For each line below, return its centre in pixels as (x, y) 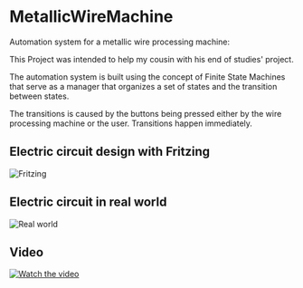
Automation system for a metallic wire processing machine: (120, 42)
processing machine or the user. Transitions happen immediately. (131, 123)
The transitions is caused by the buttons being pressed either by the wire (146, 113)
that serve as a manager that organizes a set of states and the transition (143, 86)
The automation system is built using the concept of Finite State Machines (147, 77)
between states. (39, 96)
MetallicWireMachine (91, 17)
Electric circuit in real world (88, 202)
